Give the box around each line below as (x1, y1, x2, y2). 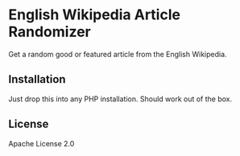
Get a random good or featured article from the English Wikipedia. (8, 49, 227, 59)
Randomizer (8, 23, 91, 41)
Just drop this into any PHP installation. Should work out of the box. (8, 94, 233, 104)
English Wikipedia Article (8, 6, 181, 24)
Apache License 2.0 (8, 138, 75, 148)
